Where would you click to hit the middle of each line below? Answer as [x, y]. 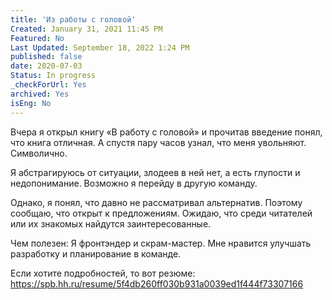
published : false [46, 57]
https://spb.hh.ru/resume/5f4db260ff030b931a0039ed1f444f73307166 [157, 283]
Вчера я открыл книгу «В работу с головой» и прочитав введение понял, [166, 132]
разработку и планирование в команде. [96, 253]
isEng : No [31, 103]
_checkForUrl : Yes [48, 85]
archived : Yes [40, 94]
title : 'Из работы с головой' [73, 19]
